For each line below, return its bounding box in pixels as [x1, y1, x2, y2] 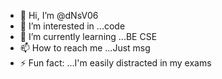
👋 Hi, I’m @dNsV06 [19, 10, 99, 21]
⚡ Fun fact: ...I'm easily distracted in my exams [19, 57, 212, 69]
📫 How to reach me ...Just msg [19, 42, 151, 54]
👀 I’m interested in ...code [19, 20, 126, 32]
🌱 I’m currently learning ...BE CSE [19, 31, 158, 42]
